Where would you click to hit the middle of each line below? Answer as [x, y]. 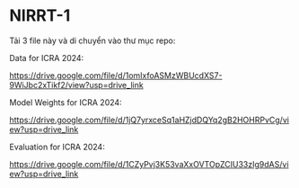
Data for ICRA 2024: [47, 58]
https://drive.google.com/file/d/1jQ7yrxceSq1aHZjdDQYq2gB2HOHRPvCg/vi [149, 120]
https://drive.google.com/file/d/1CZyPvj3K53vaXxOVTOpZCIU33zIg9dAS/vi [149, 164]
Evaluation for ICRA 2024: [57, 147]
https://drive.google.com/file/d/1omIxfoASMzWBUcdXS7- [116, 75]
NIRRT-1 [40, 16]
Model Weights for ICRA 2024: [66, 102]
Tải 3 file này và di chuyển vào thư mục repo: [92, 40]
